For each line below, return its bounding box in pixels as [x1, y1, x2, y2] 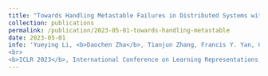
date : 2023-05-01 [8, 33, 66, 42]
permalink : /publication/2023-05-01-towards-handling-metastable [8, 26, 230, 34]
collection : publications [8, 19, 94, 27]
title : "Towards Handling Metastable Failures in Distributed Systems [8, 11, 248, 20]
